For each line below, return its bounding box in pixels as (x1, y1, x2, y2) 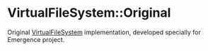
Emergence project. (7, 35, 65, 43)
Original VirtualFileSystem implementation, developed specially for (7, 28, 202, 36)
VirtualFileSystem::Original (7, 5, 171, 21)
